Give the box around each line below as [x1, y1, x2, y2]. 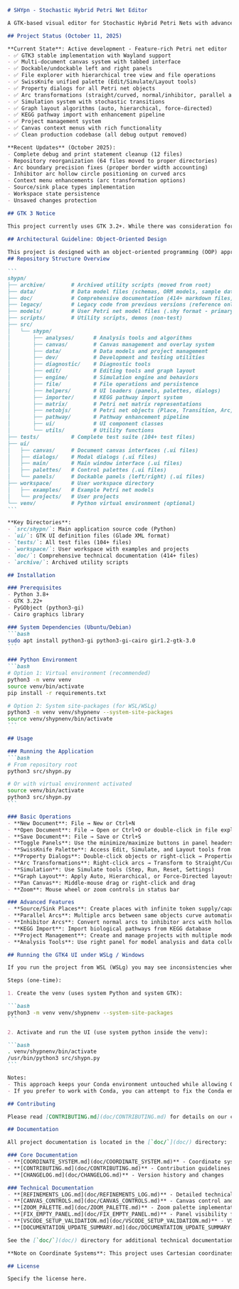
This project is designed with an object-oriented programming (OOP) [7, 249, 218, 256]
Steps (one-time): [7, 977, 62, 985]
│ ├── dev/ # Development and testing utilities [7, 354, 205, 361]
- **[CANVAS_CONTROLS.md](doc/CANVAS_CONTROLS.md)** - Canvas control [7, 1197, 221, 1205]
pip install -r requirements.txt [7, 689, 107, 696]
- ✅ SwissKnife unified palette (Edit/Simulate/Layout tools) [7, 78, 197, 85]
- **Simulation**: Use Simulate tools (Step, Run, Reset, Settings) [7, 866, 215, 873]
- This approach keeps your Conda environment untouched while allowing [7, 1081, 228, 1088]
